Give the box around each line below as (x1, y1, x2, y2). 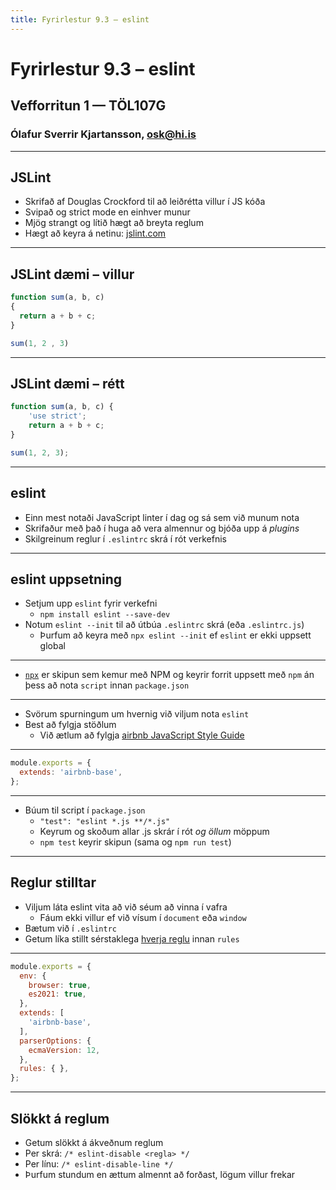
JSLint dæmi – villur (10, 266, 135, 283)
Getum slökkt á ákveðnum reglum (24, 1136, 164, 1148)
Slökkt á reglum (10, 1110, 110, 1127)
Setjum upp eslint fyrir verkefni (24, 597, 158, 610)
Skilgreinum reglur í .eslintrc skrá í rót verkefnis (24, 532, 227, 545)
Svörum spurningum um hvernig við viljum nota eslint (24, 708, 250, 720)
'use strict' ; (28, 411, 87, 421)
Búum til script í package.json (24, 804, 146, 816)
